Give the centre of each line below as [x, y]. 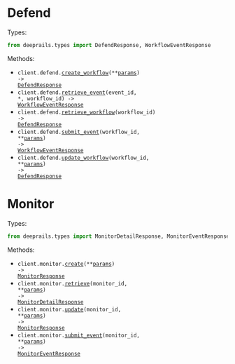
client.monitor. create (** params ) [66, 264]
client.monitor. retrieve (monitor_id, [72, 283]
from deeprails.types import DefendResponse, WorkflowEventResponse [109, 45]
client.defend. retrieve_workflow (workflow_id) [86, 112]
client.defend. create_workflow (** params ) [79, 73]
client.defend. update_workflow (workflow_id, [83, 158]
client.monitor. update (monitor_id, [69, 309]
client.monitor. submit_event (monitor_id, [78, 335]
